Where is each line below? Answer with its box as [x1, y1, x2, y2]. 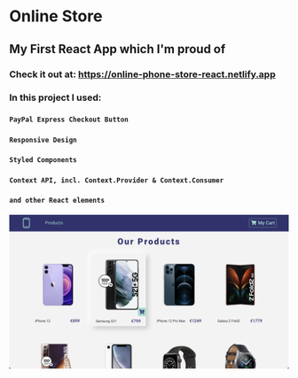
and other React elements [9, 197, 105, 205]
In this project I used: [9, 91, 102, 104]
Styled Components [9, 156, 77, 165]
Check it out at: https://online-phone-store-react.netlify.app [9, 68, 277, 81]
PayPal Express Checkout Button [9, 115, 129, 125]
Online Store [9, 6, 103, 27]
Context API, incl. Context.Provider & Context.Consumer [9, 175, 224, 185]
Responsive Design [9, 135, 77, 144]
